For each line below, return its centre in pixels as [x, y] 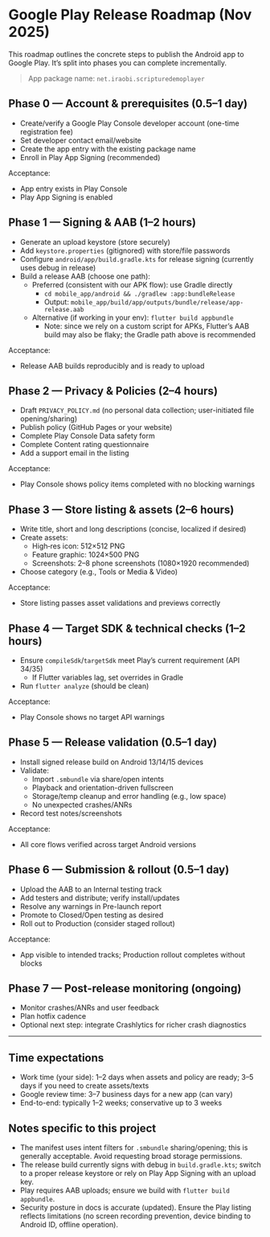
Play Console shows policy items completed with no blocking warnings [137, 484]
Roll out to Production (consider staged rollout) [97, 923]
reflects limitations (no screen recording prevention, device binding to [135, 1216]
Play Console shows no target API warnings [92, 717]
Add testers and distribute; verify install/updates [100, 898]
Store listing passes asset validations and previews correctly [120, 603]
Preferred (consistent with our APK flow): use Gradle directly [132, 284]
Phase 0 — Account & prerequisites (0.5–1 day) [128, 103]
